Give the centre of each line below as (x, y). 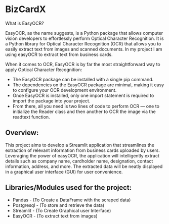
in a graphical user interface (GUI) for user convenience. (64, 172)
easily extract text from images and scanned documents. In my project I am (84, 49)
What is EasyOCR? (25, 23)
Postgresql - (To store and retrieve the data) (58, 205)
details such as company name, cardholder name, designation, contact (79, 161)
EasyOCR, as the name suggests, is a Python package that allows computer (84, 33)
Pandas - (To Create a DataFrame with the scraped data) (72, 200)
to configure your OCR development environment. (65, 90)
